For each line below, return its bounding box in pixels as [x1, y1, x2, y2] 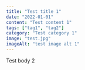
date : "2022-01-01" [6, 14, 54, 20]
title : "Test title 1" [6, 8, 62, 15]
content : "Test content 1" [6, 19, 72, 25]
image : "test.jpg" [6, 36, 51, 41]
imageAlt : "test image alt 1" [6, 41, 80, 47]
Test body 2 [6, 57, 35, 64]
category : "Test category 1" [6, 30, 77, 36]
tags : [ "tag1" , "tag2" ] [6, 24, 64, 31]
